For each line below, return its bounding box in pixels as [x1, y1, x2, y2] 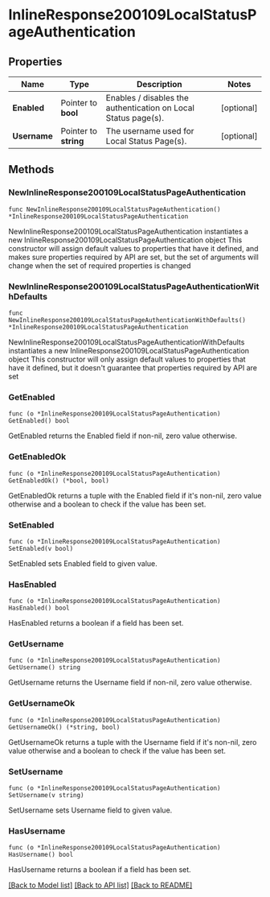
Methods [8, 163, 55, 176]
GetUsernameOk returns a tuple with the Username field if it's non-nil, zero [8, 737, 257, 746]
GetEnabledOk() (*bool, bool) [8, 477, 110, 485]
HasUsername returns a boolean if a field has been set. [8, 865, 191, 874]
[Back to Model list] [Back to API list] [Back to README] [8, 880, 193, 891]
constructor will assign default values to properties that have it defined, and [8, 243, 259, 253]
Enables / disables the [105, 93, 189, 103]
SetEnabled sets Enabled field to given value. [8, 558, 158, 568]
